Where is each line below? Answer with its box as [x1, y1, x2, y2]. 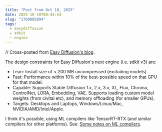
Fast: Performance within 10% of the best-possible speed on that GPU [12, 74, 157, 80]
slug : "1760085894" [5, 17, 46, 22]
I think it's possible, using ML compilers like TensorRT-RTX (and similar [5, 115, 151, 121]
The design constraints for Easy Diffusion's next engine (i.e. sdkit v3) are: [5, 59, 156, 65]
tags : [5, 21, 16, 27]
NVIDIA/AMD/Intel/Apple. [12, 106, 64, 112]
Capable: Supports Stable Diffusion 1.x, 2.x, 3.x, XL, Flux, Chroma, [12, 84, 148, 90]
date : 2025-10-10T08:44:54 [5, 12, 61, 17]
